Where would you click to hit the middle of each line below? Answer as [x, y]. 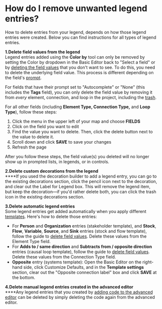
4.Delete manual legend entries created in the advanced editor [69, 287]
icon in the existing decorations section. [45, 196]
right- [148, 262]
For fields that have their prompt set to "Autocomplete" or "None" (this [75, 87]
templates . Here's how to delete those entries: [51, 216]
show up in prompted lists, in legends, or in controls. [57, 162]
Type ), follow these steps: [31, 112]
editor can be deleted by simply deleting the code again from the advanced [80, 297]
